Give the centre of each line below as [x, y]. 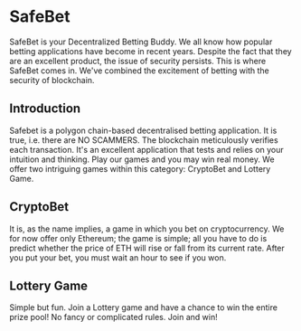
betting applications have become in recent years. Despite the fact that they [150, 51]
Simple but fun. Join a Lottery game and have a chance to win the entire [144, 307]
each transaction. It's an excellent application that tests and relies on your [147, 149]
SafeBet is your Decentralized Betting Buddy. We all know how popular [141, 42]
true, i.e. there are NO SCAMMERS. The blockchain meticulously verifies [144, 140]
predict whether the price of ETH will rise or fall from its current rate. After [147, 248]
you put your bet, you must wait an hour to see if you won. [118, 257]
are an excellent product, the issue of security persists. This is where [138, 61]
